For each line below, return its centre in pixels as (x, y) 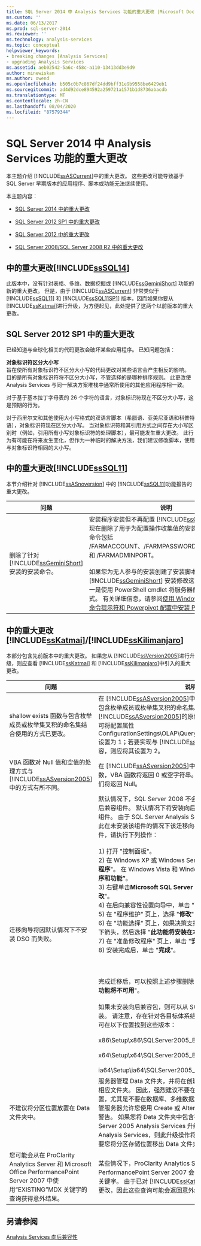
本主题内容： (22, 196)
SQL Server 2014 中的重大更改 (52, 209)
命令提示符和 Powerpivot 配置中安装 (139, 607)
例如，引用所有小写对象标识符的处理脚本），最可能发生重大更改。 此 (105, 432)
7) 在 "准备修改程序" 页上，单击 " (145, 941)
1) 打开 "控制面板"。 (127, 851)
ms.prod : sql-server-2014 (38, 28)
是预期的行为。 (25, 405)
